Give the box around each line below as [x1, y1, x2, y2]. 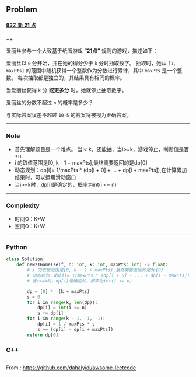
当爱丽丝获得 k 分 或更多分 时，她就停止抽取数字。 [6, 86, 127, 93]
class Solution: [6, 256, 45, 262]
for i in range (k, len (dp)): [27, 299, 98, 305]
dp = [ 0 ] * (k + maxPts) [27, 288, 90, 294]
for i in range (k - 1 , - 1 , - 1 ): [27, 316, 106, 322]
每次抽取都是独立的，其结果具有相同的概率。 [17, 74, 125, 81]
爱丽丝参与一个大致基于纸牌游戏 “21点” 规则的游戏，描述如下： [6, 47, 158, 54]
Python [6, 243, 27, 252]
